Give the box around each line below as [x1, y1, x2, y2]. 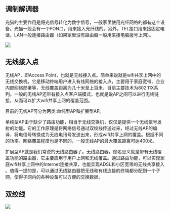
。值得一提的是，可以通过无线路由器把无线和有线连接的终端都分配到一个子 [5, 167, 160, 174]
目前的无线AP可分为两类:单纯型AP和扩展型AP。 [5, 108, 104, 114]
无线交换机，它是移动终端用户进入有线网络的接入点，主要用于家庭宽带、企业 [5, 78, 165, 84]
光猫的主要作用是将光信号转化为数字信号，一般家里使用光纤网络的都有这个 [5, 19, 160, 25]
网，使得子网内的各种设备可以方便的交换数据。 [5, 174, 103, 180]
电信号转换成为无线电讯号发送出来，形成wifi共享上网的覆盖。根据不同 [18, 131, 163, 138]
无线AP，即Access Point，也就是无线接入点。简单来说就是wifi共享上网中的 [5, 72, 161, 78]
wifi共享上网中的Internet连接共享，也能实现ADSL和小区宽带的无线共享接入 [9, 161, 165, 167]
